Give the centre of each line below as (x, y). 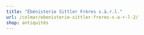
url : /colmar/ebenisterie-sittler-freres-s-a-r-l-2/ (72, 17)
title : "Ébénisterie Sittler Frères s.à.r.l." (64, 12)
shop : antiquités (27, 23)
